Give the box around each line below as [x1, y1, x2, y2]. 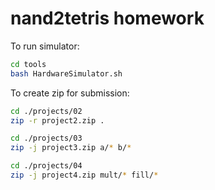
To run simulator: [10, 40, 80, 52]
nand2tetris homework [10, 7, 205, 30]
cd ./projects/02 [10, 106, 83, 116]
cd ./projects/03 [10, 133, 83, 144]
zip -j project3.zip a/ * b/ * [10, 143, 132, 153]
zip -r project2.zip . [10, 115, 105, 126]
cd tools [10, 59, 47, 69]
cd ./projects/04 [10, 161, 83, 171]
